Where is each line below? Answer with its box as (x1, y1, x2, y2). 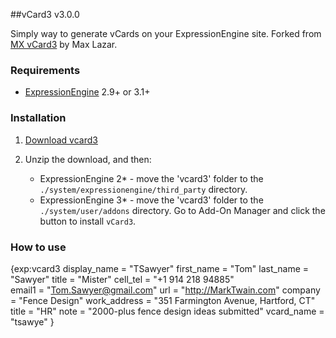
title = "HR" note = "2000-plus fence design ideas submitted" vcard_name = (10, 305, 325, 317)
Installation (10, 111, 67, 125)
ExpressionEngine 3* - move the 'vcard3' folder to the (39, 194, 264, 206)
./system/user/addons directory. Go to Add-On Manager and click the (39, 204, 326, 216)
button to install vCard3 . (39, 215, 137, 227)
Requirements (10, 63, 81, 77)
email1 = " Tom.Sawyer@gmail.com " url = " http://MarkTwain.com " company (10, 284, 321, 296)
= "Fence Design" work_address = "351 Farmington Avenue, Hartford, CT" (10, 294, 316, 306)
